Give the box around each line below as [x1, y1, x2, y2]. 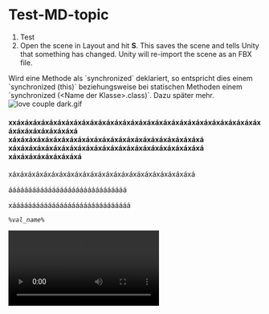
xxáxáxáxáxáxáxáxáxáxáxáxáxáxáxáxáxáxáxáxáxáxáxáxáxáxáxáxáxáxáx [8, 117, 261, 127]
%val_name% [8, 216, 45, 224]
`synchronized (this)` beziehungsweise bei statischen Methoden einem [8, 82, 243, 92]
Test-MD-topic [8, 6, 110, 24]
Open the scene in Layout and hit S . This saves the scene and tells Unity [19, 40, 259, 50]
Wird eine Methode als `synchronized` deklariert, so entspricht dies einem [8, 73, 253, 83]
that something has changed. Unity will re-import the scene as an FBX [19, 49, 253, 59]
